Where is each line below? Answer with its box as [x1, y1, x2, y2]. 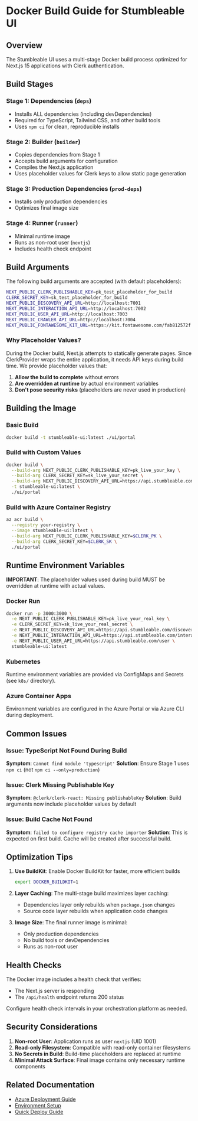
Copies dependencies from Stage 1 [14, 151, 100, 158]
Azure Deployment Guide [14, 1096, 76, 1103]
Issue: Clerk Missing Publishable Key [6, 781, 115, 789]
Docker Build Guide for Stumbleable [6, 4, 185, 18]
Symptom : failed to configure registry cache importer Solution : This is [6, 829, 188, 836]
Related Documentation [6, 1080, 95, 1090]
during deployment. [6, 712, 54, 719]
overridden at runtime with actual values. [6, 582, 105, 589]
